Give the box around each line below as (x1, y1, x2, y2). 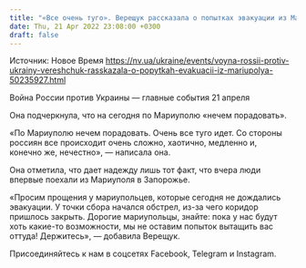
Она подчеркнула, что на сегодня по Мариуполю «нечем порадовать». (9, 110, 287, 121)
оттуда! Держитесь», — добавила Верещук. (9, 231, 180, 242)
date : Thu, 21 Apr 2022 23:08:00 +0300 (9, 22, 161, 31)
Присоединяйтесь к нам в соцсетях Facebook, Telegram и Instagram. (9, 248, 277, 260)
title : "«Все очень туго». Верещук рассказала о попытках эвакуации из (9, 13, 287, 23)
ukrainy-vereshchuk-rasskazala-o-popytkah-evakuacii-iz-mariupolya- (9, 65, 273, 76)
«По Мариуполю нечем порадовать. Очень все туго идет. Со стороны (9, 128, 282, 139)
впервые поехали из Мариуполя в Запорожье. (9, 174, 190, 185)
